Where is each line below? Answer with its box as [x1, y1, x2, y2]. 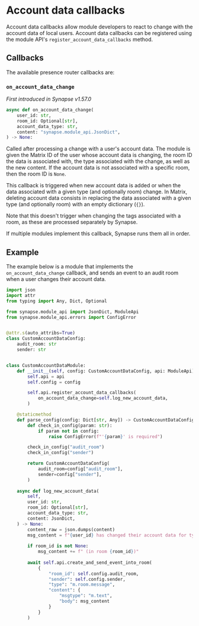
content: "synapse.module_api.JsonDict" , [17, 129, 120, 135]
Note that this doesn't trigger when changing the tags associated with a [6, 212, 181, 219]
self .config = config [27, 379, 81, 385]
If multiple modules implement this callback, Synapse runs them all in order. [6, 230, 191, 237]
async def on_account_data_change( [6, 107, 94, 113]
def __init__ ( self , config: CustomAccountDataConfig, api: [17, 368, 166, 374]
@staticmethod [17, 411, 52, 418]
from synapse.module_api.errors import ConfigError [6, 314, 136, 320]
